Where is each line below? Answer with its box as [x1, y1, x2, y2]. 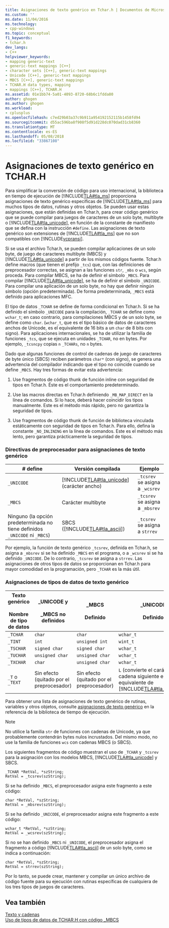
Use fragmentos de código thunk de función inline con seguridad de [12, 376, 154, 383]
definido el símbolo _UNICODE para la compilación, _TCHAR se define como [5, 309, 155, 315]
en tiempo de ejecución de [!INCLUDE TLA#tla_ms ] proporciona [5, 193, 137, 199]
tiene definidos [8, 525, 43, 533]
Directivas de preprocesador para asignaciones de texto [5, 446, 145, 453]
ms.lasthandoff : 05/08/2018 [5, 134, 64, 139]
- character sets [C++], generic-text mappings [5, 69, 107, 74]
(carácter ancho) [62, 483, 102, 490]
